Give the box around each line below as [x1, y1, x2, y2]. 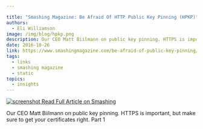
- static [11, 70, 34, 76]
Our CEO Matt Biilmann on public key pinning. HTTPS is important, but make [6, 110, 196, 117]
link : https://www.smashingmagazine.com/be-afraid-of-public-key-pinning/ [6, 48, 199, 54]
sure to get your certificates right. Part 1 [6, 116, 106, 124]
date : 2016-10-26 [6, 42, 50, 48]
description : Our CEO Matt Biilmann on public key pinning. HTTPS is [6, 37, 185, 43]
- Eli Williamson [11, 25, 56, 31]
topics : [6, 76, 26, 82]
